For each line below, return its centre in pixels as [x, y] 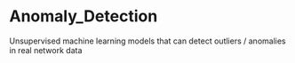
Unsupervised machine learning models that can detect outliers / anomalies [147, 41]
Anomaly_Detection [84, 16]
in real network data [46, 50]
